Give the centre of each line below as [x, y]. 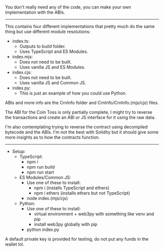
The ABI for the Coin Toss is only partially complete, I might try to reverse [79, 112]
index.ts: [21, 41]
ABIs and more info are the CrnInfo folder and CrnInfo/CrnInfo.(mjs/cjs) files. [82, 103]
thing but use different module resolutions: [48, 32]
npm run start [41, 172]
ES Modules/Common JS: [45, 177]
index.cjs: [22, 72]
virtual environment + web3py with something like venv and [94, 214]
